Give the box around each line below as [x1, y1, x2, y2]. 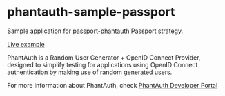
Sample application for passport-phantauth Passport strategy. [7, 27, 184, 35]
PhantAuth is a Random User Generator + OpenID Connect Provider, [7, 53, 201, 62]
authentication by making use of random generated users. [7, 68, 173, 76]
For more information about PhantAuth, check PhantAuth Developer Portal [7, 81, 218, 89]
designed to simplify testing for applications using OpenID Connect [7, 60, 198, 69]
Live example [7, 40, 45, 48]
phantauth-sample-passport [7, 4, 175, 20]
